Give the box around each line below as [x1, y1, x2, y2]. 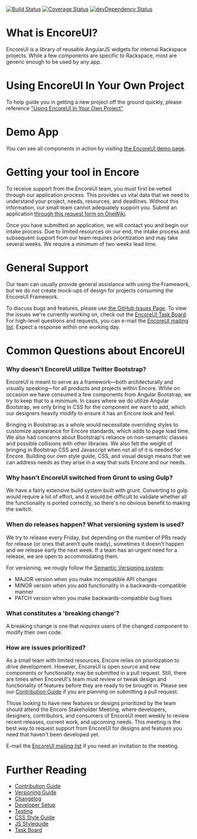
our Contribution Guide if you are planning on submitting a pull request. [6, 688, 179, 696]
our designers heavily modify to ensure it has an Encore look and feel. [6, 410, 176, 417]
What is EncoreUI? [6, 27, 98, 40]
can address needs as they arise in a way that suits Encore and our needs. [6, 459, 186, 466]
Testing [14, 808, 34, 815]
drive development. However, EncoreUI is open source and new [6, 663, 161, 670]
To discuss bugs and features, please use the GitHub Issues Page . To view [6, 304, 187, 312]
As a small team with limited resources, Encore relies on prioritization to [6, 657, 179, 664]
